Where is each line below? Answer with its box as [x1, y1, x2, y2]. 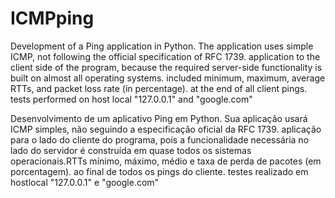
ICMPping [10, 7, 95, 30]
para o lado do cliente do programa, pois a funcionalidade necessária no [10, 133, 310, 146]
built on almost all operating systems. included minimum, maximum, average [10, 72, 326, 84]
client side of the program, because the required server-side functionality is [10, 61, 323, 73]
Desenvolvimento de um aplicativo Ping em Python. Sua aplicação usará [10, 112, 308, 124]
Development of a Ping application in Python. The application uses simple [10, 40, 314, 52]
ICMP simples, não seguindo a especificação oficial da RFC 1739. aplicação [10, 123, 322, 135]
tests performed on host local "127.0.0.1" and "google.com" [10, 93, 253, 105]
